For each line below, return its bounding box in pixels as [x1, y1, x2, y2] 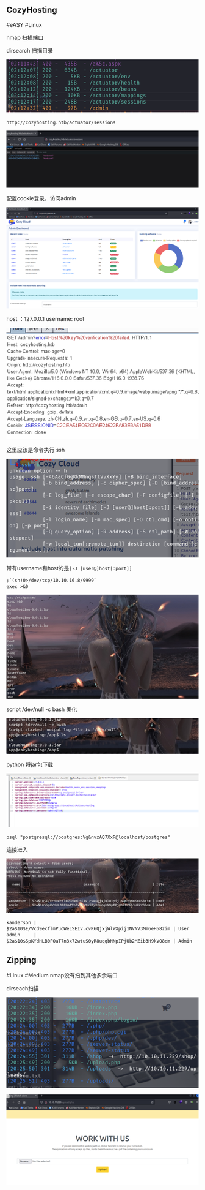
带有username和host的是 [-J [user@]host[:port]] [6, 564, 132, 571]
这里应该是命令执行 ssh [6, 446, 65, 454]
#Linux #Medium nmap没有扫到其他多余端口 [6, 972, 118, 979]
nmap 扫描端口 [6, 34, 44, 41]
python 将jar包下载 [6, 761, 54, 768]
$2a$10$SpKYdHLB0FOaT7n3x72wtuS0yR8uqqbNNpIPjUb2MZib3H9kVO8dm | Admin [6, 938, 192, 944]
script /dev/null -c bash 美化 [6, 706, 77, 713]
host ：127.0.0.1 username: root [6, 315, 85, 323]
